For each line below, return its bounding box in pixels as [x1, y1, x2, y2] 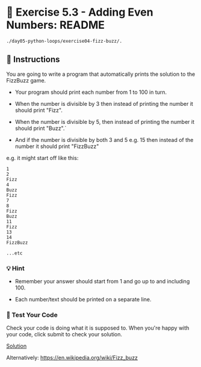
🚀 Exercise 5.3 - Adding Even [6, 5, 153, 19]
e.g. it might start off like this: [6, 154, 79, 161]
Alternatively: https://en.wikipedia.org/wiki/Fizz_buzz [6, 354, 138, 362]
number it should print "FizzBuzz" [14, 143, 99, 150]
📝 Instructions [6, 54, 60, 65]
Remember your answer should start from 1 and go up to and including [14, 278, 190, 285]
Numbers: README [6, 18, 105, 32]
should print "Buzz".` [14, 125, 67, 132]
